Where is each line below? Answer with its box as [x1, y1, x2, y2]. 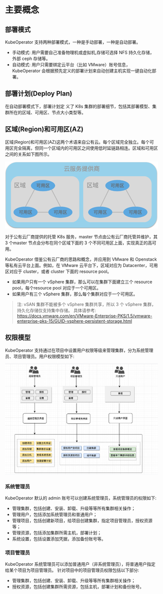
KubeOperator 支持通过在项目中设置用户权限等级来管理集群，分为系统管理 [5, 347, 154, 353]
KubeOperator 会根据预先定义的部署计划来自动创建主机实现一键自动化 [12, 68, 152, 74]
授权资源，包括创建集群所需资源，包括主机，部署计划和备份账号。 [12, 584, 144, 590]
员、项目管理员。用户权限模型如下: [5, 353, 75, 359]
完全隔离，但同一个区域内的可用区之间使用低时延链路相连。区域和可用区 [13, 145, 158, 151]
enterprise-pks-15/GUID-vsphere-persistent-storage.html [16, 318, 132, 324]
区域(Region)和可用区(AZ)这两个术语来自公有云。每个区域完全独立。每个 [5, 139, 150, 145]
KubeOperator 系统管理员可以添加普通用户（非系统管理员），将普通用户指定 [5, 561, 156, 567]
